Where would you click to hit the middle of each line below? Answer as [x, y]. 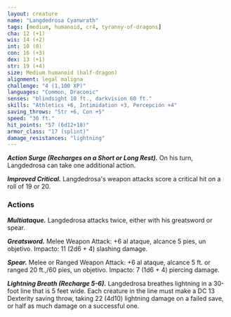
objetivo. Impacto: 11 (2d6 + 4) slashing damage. [78, 248]
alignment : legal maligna [45, 79]
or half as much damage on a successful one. [73, 306]
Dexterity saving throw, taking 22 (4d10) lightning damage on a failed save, [115, 298]
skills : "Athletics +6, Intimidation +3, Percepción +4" [92, 105]
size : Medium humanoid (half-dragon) [62, 72]
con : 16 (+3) [26, 53]
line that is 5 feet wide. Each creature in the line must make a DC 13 [118, 291]
